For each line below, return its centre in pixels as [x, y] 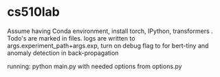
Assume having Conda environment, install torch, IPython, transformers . [110, 31]
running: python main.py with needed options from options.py [95, 66]
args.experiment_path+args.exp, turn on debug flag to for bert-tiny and [108, 45]
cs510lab [34, 12]
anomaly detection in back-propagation [63, 53]
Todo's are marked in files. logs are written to [71, 38]
